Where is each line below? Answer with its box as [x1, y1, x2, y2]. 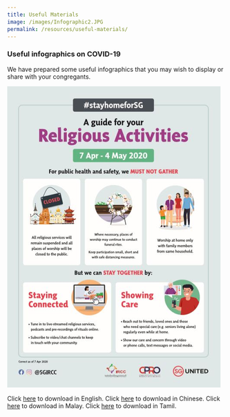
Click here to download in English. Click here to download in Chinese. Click [7, 394, 220, 403]
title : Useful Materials [7, 11, 79, 18]
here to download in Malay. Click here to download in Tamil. [7, 401, 177, 410]
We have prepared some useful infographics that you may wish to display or [7, 65, 224, 73]
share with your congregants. [7, 72, 91, 81]
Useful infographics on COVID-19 [7, 49, 121, 59]
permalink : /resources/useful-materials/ [7, 26, 128, 32]
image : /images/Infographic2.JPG [7, 18, 104, 26]
